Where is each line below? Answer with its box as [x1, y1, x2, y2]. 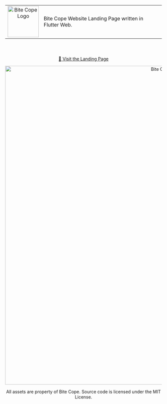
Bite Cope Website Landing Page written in [44, 15, 144, 22]
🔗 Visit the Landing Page [58, 56, 109, 62]
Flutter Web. [44, 21, 73, 28]
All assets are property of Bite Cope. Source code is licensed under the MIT [6, 389, 161, 395]
